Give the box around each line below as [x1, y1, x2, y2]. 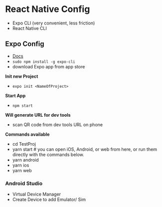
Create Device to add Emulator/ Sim [12, 197, 86, 203]
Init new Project [5, 73, 38, 79]
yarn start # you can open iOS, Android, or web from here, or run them [12, 146, 158, 152]
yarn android [12, 157, 39, 163]
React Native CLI [12, 25, 47, 31]
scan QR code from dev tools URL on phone [12, 121, 103, 128]
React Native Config [5, 3, 90, 15]
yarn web [12, 167, 32, 173]
